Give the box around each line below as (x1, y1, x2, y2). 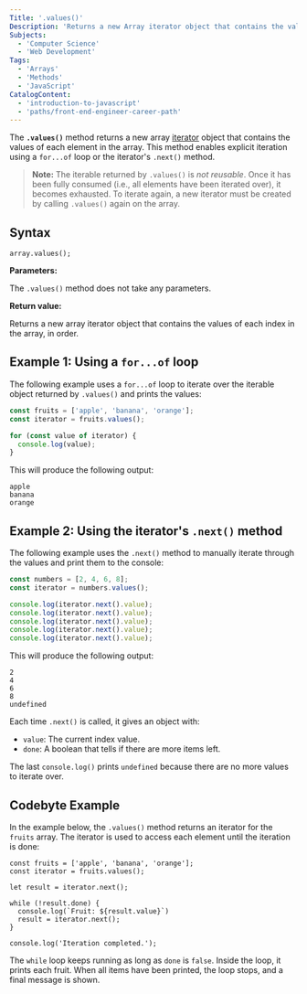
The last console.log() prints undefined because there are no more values (9, 761, 290, 773)
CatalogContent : (9, 90, 71, 99)
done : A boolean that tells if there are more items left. (22, 743, 221, 754)
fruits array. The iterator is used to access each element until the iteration (9, 831, 291, 842)
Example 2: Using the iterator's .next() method (9, 523, 283, 539)
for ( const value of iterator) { (9, 431, 137, 440)
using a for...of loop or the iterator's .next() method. (9, 152, 216, 163)
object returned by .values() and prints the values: (9, 388, 202, 399)
